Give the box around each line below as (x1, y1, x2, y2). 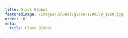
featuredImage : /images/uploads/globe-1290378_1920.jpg (5, 12, 123, 17)
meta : (5, 21, 16, 26)
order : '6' (5, 16, 28, 21)
